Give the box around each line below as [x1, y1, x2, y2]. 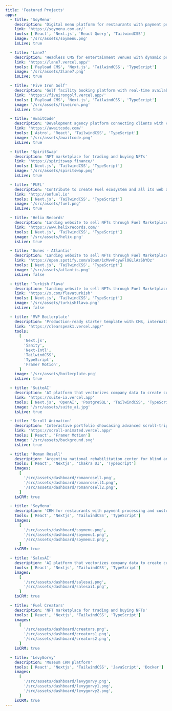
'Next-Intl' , [24, 348, 52, 353]
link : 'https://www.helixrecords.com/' [14, 225, 100, 230]
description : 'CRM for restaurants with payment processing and [14, 508, 155, 513]
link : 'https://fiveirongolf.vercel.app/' [14, 93, 106, 98]
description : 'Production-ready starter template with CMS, [14, 319, 145, 324]
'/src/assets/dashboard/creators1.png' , [24, 632, 111, 637]
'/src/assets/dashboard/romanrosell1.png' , [24, 480, 118, 485]
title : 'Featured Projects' [5, 7, 66, 13]
